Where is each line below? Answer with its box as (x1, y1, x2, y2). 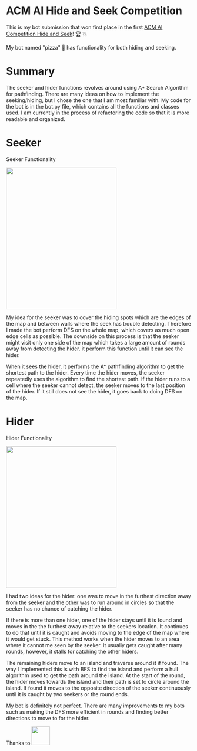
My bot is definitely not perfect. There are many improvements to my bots (6, 702, 185, 709)
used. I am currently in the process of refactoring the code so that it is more (6, 109, 190, 116)
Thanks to (6, 739, 31, 746)
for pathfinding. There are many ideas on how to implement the (6, 90, 159, 97)
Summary (6, 65, 55, 78)
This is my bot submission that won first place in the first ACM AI (6, 24, 163, 31)
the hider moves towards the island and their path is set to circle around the (6, 678, 189, 685)
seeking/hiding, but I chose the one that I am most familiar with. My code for (6, 96, 191, 104)
